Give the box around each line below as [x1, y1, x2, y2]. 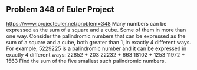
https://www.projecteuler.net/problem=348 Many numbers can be [6, 20, 167, 27]
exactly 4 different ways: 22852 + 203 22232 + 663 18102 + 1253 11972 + [6, 51, 185, 58]
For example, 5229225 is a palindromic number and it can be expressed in [6, 45, 187, 52]
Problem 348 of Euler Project [6, 5, 115, 15]
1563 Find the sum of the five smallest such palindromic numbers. [6, 57, 166, 64]
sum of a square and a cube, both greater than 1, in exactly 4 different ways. [6, 38, 192, 45]
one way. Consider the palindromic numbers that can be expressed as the [6, 32, 186, 40]
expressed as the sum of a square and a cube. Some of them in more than [6, 26, 186, 33]
